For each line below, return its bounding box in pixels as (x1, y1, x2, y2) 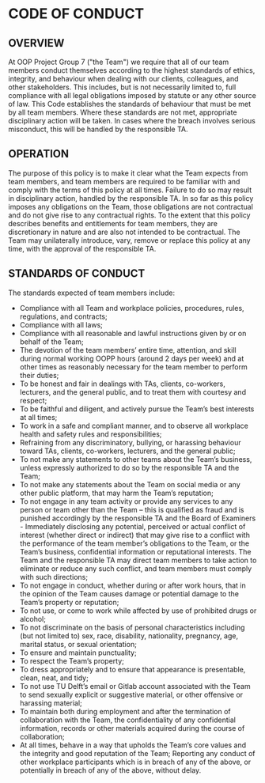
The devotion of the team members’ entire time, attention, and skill (19, 345, 237, 354)
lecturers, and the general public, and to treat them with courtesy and (19, 387, 247, 396)
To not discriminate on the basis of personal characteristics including (19, 622, 245, 632)
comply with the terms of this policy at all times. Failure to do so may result (8, 185, 252, 195)
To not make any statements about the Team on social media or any (19, 479, 240, 489)
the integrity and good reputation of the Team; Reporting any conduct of (19, 748, 256, 758)
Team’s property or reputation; (19, 597, 119, 607)
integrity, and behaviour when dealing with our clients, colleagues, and (8, 74, 239, 83)
